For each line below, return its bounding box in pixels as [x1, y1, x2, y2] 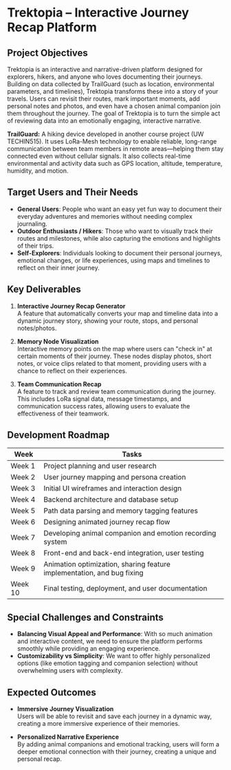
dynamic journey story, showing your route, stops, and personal [16, 316, 198, 325]
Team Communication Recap [16, 379, 102, 388]
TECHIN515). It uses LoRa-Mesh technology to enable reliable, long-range [7, 137, 217, 146]
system [43, 537, 67, 546]
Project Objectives [7, 47, 88, 59]
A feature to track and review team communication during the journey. [16, 387, 217, 395]
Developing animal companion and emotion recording [43, 529, 217, 538]
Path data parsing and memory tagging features [43, 506, 198, 515]
